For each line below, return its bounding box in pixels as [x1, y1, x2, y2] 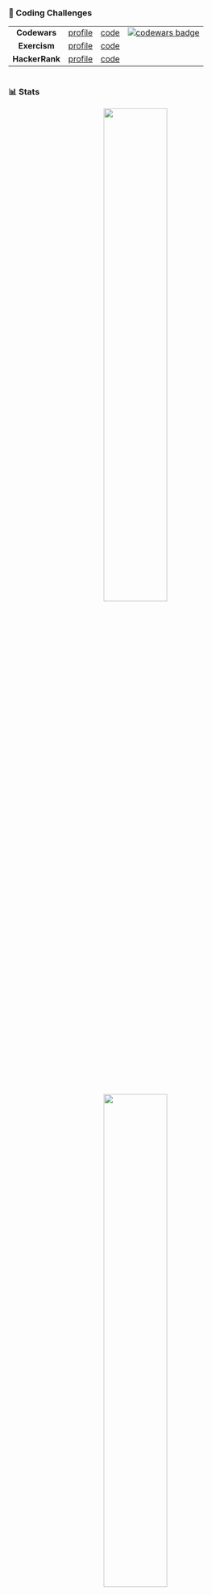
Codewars [15, 27, 57, 39]
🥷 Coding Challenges [8, 7, 93, 19]
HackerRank [12, 53, 60, 65]
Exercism [18, 40, 55, 52]
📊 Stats [8, 87, 40, 98]
